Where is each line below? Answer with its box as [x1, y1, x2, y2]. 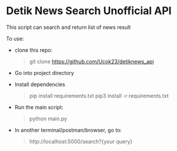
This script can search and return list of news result [6, 24, 131, 31]
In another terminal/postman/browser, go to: [14, 126, 122, 133]
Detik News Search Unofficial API [6, 4, 172, 18]
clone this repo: [14, 46, 53, 54]
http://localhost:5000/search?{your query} [29, 137, 133, 145]
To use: [6, 35, 25, 42]
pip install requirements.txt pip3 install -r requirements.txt [29, 92, 169, 99]
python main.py [29, 115, 68, 122]
